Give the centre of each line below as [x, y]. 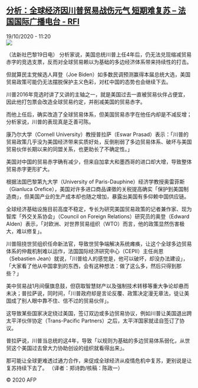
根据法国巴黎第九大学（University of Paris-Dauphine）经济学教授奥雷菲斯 [95, 182]
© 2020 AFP [22, 380]
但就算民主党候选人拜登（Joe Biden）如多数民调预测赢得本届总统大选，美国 [98, 74]
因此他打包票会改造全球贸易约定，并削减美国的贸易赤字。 [76, 102]
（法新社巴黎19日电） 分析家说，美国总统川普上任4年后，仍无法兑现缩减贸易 [99, 54]
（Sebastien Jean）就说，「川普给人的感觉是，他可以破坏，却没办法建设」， [97, 258]
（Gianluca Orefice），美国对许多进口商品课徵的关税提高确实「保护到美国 [95, 189]
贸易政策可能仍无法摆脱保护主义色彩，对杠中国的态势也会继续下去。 [89, 82]
